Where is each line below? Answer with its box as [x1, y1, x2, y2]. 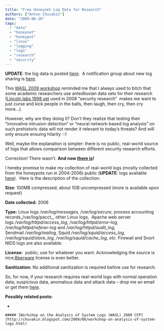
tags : [5, 21, 16, 26]
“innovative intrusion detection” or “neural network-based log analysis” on [5, 121, 155, 127]
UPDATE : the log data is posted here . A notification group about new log [5, 71, 152, 76]
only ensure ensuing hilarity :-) [5, 131, 67, 137]
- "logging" [9, 44, 34, 48]
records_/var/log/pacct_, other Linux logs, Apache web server [5, 214, 131, 220]
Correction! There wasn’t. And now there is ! [5, 155, 94, 162]
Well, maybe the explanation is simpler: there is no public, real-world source [5, 141, 158, 147]
